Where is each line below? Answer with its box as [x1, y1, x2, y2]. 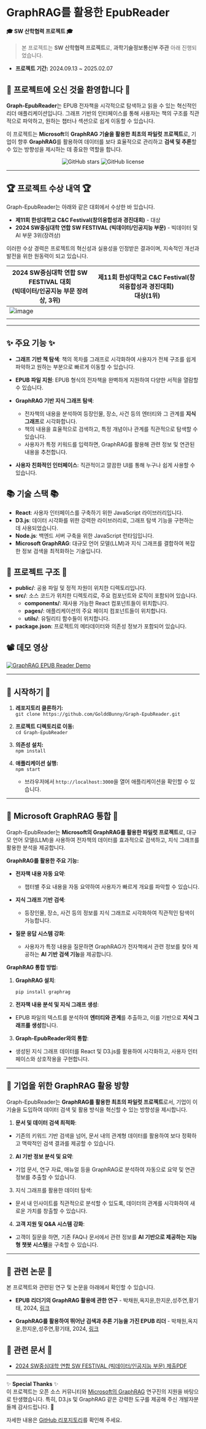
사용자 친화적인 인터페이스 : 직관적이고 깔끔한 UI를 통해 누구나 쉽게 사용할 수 [15, 461, 196, 468]
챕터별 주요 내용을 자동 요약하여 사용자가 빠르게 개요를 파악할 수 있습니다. [24, 883, 200, 890]
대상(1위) [134, 292, 161, 300]
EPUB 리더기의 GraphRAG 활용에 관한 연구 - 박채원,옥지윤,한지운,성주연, [15, 1296, 189, 1304]
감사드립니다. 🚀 [17, 1403, 55, 1411]
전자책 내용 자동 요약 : [15, 870, 66, 877]
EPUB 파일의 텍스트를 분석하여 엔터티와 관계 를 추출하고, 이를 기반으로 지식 [15, 1013, 193, 1021]
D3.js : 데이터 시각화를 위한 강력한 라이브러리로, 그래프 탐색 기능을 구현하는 [15, 516, 194, 524]
